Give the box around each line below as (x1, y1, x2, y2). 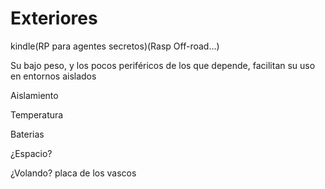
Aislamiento (10, 89, 59, 101)
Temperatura (10, 108, 64, 121)
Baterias (10, 128, 45, 140)
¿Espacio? (10, 147, 53, 159)
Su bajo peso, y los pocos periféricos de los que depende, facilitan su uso (10, 59, 316, 71)
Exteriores (10, 7, 98, 30)
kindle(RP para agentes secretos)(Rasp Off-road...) (10, 40, 220, 52)
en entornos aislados (10, 70, 97, 82)
